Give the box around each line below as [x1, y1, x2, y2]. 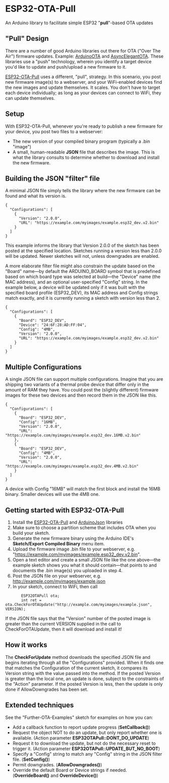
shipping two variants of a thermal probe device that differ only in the [5, 381, 149, 387]
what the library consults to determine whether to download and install [12, 154, 160, 160]
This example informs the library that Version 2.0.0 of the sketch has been [5, 243, 159, 249]
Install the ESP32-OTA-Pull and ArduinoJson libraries [12, 519, 123, 525]
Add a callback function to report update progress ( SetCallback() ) [12, 724, 150, 730]
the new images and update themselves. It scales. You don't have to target [5, 84, 160, 90]
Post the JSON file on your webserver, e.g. [12, 573, 102, 579]
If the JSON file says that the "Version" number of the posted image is [5, 616, 151, 621]
